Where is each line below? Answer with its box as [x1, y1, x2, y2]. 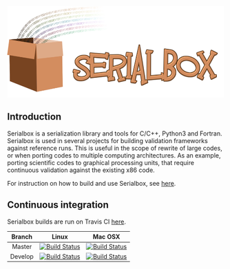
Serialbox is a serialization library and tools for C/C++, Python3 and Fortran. [7, 129, 222, 138]
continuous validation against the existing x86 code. [7, 166, 155, 174]
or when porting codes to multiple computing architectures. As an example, [7, 151, 222, 160]
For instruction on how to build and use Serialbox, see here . [7, 179, 176, 187]
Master [12, 243, 32, 251]
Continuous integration [7, 199, 109, 211]
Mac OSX [92, 233, 121, 241]
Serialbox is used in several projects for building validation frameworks [7, 136, 208, 144]
